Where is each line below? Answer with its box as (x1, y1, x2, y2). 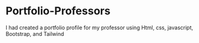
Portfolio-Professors (5, 4, 111, 18)
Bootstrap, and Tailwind (5, 30, 64, 37)
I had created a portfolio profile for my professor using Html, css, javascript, (5, 24, 194, 31)
